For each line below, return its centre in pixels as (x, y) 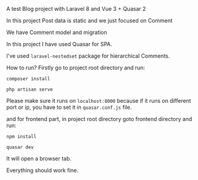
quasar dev (20, 147)
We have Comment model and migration (57, 32)
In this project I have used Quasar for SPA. (59, 44)
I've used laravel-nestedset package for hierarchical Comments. (88, 56)
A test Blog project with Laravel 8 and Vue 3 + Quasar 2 (76, 9)
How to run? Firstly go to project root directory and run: (76, 67)
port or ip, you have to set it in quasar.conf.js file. (69, 107)
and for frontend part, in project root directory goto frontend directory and (99, 119)
